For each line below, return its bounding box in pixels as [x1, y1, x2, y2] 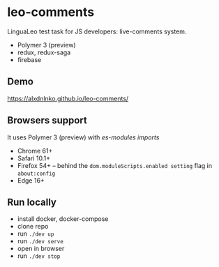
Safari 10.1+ [17, 154, 51, 162]
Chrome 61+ [17, 146, 53, 155]
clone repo [17, 222, 49, 231]
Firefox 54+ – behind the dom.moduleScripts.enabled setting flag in [17, 161, 213, 169]
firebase [17, 55, 42, 63]
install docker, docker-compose [17, 215, 109, 223]
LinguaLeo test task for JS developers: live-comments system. [7, 27, 187, 36]
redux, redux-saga [17, 48, 71, 56]
